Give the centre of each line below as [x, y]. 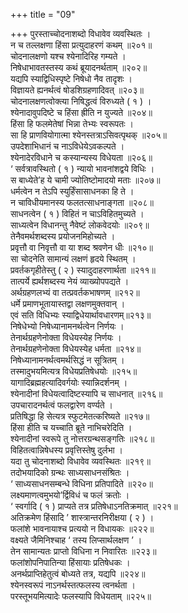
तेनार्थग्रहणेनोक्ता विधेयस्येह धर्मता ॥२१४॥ [76, 348]
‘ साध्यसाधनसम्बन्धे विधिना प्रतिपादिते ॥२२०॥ [81, 483]
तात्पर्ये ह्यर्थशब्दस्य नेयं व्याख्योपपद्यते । [70, 281]
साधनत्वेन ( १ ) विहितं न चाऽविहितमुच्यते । [77, 213]
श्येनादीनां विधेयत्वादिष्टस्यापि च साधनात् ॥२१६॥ [86, 393]
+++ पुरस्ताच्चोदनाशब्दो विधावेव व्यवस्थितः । [81, 33]
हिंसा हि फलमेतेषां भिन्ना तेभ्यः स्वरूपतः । [72, 123]
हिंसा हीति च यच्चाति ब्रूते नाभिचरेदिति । [71, 427]
